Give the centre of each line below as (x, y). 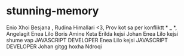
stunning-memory (53, 11)
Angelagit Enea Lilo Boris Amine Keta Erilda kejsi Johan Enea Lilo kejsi (92, 33)
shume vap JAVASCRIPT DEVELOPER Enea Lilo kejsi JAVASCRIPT (87, 40)
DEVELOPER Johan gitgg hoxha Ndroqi (54, 46)
